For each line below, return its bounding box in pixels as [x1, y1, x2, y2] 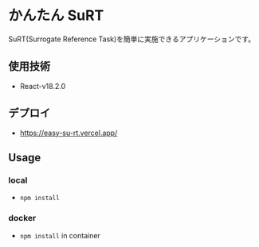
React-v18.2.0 [19, 81, 66, 91]
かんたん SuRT [8, 6, 104, 25]
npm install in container [19, 230, 101, 240]
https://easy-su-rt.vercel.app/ [19, 128, 118, 137]
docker [8, 213, 37, 224]
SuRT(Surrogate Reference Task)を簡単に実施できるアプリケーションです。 [8, 34, 256, 44]
